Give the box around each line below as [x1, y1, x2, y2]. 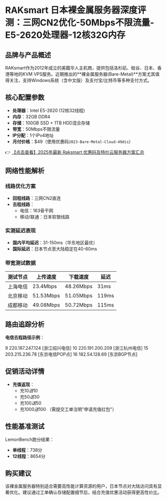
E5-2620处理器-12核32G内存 [5, 29, 126, 41]
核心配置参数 [5, 93, 45, 102]
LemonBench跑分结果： [5, 436, 54, 442]
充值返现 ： [12, 381, 35, 387]
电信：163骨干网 [19, 207, 54, 213]
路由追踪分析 [5, 320, 45, 329]
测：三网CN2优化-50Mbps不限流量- [5, 17, 155, 28]
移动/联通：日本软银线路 [19, 213, 70, 219]
